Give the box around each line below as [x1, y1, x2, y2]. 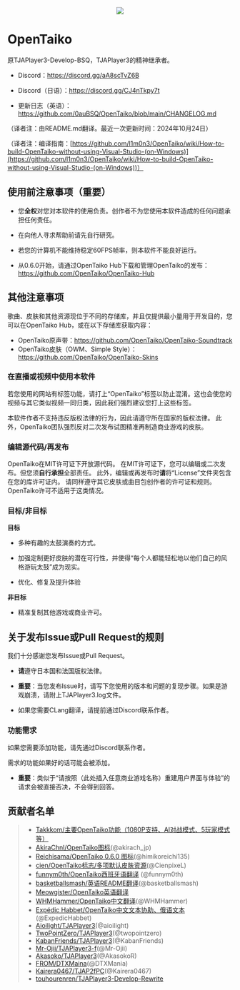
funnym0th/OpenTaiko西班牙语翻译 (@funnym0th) [35, 870, 184, 879]
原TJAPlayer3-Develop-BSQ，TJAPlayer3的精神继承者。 [7, 56, 174, 64]
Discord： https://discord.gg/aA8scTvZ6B [17, 71, 139, 79]
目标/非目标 [7, 506, 48, 516]
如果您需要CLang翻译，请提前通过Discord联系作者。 [17, 706, 173, 714]
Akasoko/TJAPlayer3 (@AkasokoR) [35, 951, 137, 960]
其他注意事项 [7, 291, 64, 303]
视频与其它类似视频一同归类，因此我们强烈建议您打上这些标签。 [7, 398, 195, 407]
